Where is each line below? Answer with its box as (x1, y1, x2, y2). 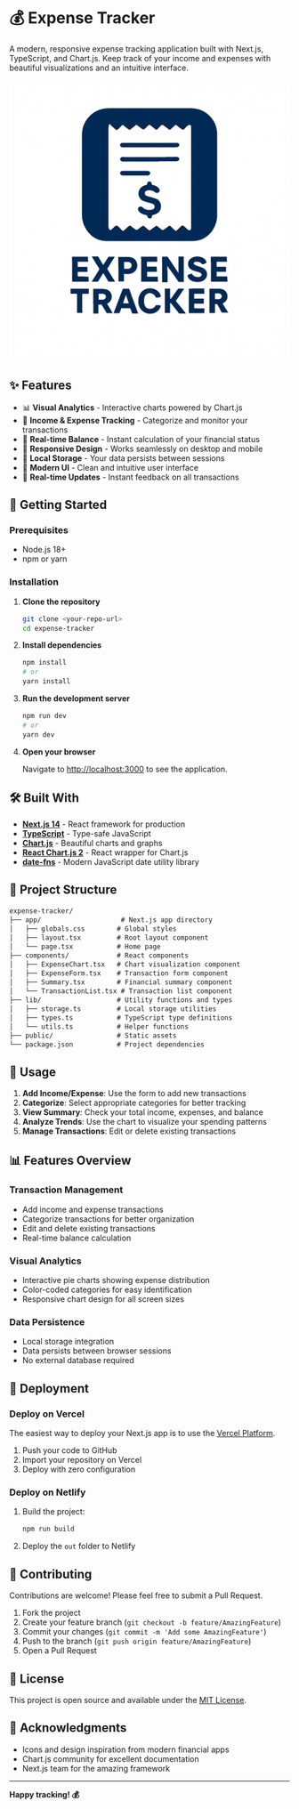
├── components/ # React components (9, 951, 190, 960)
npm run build (21, 1524, 75, 1534)
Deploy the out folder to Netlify (21, 1541, 136, 1552)
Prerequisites (9, 524, 69, 537)
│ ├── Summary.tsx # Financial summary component (9, 978, 233, 987)
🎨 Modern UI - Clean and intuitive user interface (21, 462, 199, 472)
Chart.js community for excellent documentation (21, 1753, 200, 1764)
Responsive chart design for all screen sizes (21, 1294, 185, 1304)
